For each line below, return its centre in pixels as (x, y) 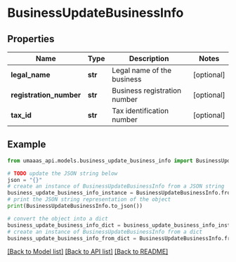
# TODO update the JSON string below (63, 173)
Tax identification (140, 111)
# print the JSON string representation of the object (89, 199)
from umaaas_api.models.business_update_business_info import (100, 161)
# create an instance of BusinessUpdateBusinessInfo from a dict (105, 232)
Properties (31, 39)
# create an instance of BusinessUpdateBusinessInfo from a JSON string (116, 186)
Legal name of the (142, 70)
